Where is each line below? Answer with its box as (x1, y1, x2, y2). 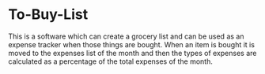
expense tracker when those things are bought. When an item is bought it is (8, 39, 256, 49)
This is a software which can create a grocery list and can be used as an (8, 31, 244, 41)
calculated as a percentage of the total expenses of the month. (8, 57, 214, 66)
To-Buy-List (8, 6, 89, 24)
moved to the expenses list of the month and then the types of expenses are (8, 48, 257, 57)
